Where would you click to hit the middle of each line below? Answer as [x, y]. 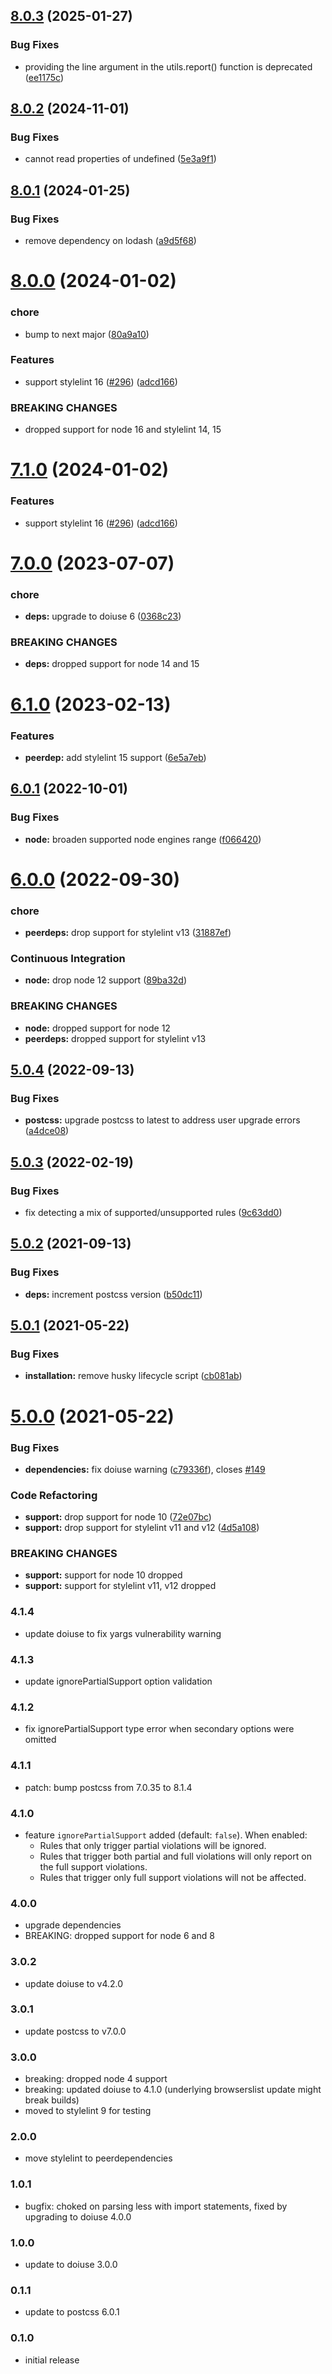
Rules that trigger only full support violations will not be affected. [173, 1877]
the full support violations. [93, 1866]
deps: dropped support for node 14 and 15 [112, 664]
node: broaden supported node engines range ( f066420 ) [143, 839]
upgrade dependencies [73, 1925]
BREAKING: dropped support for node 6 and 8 [119, 1936]
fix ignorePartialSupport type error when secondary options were [159, 1729]
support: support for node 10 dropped [103, 1575]
